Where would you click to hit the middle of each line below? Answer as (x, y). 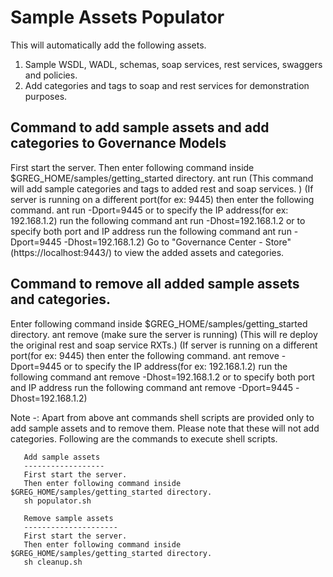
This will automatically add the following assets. (108, 45)
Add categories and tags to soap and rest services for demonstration (167, 85)
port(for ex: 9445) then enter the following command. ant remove (145, 355)
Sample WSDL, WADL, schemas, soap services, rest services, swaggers (173, 64)
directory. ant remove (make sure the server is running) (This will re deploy (164, 334)
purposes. (46, 96)
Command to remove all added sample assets (155, 284)
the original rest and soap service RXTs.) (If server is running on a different (164, 345)
